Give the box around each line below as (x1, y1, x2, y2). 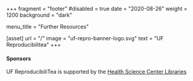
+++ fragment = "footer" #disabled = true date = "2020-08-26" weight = (6, 5, 188, 12)
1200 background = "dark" (6, 11, 72, 19)
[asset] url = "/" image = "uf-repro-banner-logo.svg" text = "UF (6, 35, 164, 41)
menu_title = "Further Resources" (6, 23, 89, 30)
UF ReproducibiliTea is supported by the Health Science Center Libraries (6, 68, 187, 76)
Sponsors (6, 55, 31, 62)
